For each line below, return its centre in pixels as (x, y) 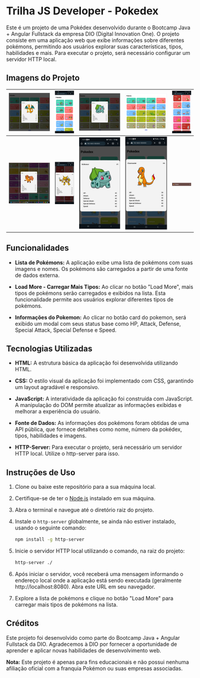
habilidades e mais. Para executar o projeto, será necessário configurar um (98, 53)
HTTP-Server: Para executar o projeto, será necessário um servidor (99, 447)
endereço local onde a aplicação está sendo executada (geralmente (98, 580)
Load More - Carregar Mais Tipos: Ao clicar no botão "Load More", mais (104, 286)
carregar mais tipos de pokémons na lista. (66, 605)
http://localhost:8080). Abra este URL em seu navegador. (85, 587)
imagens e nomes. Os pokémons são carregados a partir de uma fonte (101, 269)
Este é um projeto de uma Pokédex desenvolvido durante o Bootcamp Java (98, 27)
